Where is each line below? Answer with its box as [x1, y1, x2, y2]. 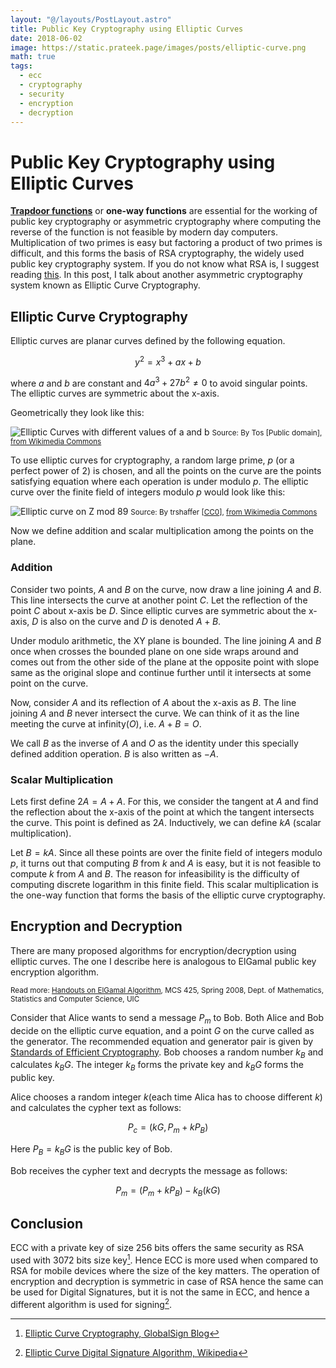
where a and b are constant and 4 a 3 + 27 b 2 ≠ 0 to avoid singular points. [10, 375, 308, 389]
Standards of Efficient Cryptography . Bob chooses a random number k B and [10, 1046, 324, 1060]
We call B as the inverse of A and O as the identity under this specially [10, 737, 299, 749]
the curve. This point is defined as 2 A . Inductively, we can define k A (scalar [10, 817, 322, 829]
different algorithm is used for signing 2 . [10, 1297, 173, 1310]
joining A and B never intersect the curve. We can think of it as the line [10, 707, 300, 719]
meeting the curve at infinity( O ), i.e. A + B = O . [10, 717, 202, 730]
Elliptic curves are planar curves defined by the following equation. [10, 335, 286, 347]
